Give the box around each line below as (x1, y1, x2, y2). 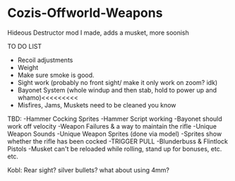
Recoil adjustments (17, 55, 73, 64)
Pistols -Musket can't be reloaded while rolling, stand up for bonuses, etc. (7, 144, 222, 153)
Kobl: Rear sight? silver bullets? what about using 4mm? (7, 165, 169, 174)
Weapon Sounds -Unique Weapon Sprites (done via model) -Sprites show (7, 129, 222, 138)
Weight (17, 63, 39, 71)
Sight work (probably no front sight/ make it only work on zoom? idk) (17, 78, 218, 86)
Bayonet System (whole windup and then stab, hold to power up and (17, 86, 217, 94)
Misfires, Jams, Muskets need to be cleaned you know (17, 100, 176, 109)
